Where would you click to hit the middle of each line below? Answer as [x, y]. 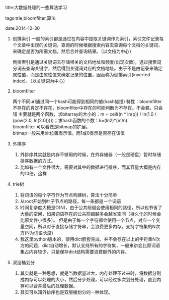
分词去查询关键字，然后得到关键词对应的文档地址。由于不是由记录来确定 [87, 68]
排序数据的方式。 [38, 161]
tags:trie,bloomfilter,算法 [31, 18]
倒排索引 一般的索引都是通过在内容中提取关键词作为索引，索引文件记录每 [88, 39]
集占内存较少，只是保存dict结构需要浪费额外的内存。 [75, 252]
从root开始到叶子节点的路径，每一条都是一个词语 [70, 201]
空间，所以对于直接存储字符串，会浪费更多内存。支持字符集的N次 [92, 227]
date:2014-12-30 [23, 28]
